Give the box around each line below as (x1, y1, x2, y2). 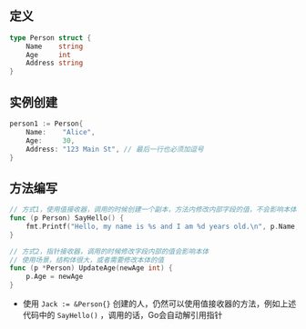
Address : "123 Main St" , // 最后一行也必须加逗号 (25, 145, 204, 154)
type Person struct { (9, 33, 92, 43)
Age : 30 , (25, 135, 76, 145)
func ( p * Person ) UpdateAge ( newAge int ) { (9, 264, 173, 273)
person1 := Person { (9, 119, 84, 128)
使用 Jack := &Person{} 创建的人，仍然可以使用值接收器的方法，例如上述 (22, 298, 297, 309)
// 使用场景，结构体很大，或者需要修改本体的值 (9, 255, 165, 264)
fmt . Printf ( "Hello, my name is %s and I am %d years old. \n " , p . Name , (25, 222, 300, 231)
